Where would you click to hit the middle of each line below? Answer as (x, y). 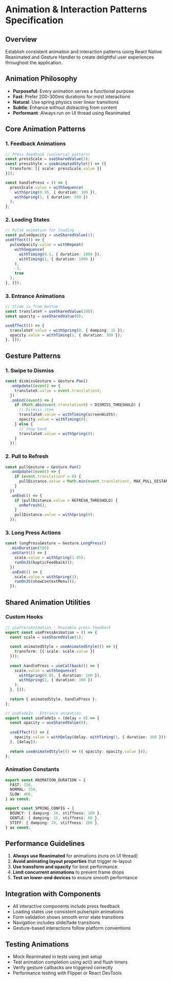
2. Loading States (28, 220)
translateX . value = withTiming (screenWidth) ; (68, 414)
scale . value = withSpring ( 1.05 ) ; (50, 558)
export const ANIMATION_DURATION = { (46, 780)
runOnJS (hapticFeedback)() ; (44, 562)
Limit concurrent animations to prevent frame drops (68, 872)
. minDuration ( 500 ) (30, 548)
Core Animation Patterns (46, 129)
